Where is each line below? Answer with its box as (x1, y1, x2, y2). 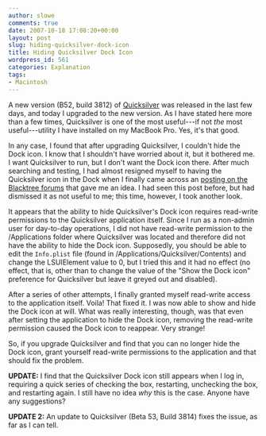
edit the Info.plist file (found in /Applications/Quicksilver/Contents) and (8, 249, 246, 258)
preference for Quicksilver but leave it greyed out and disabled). (8, 274, 218, 284)
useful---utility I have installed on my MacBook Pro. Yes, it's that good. (8, 125, 240, 135)
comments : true (8, 19, 59, 27)
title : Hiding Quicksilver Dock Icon (8, 48, 133, 56)
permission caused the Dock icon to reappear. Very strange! (8, 323, 206, 333)
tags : (8, 71, 26, 79)
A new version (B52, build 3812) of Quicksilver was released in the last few (8, 100, 253, 110)
